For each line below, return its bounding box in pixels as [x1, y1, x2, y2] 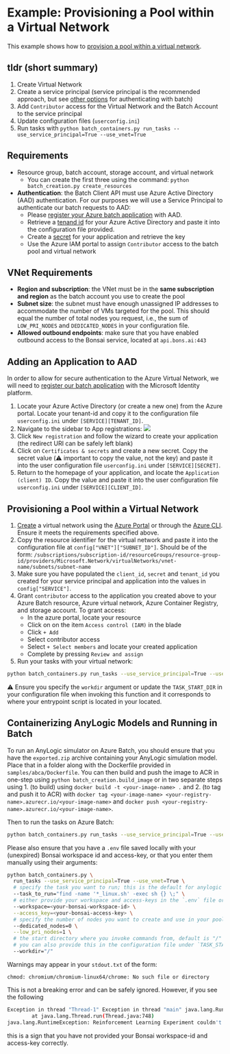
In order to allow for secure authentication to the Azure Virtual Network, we [7, 374, 219, 382]
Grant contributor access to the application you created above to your [16, 592, 217, 600]
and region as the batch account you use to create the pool [16, 292, 186, 301]
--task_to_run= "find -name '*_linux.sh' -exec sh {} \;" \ [13, 891, 186, 898]
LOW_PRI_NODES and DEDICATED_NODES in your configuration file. [16, 321, 190, 330]
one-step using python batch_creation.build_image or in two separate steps [7, 775, 223, 784]
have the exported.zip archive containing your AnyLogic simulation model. [7, 753, 218, 762]
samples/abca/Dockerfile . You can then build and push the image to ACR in [7, 768, 219, 776]
